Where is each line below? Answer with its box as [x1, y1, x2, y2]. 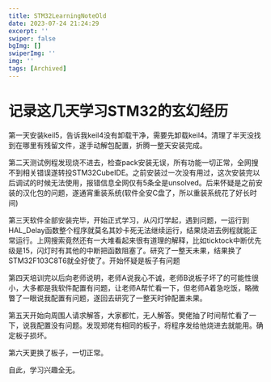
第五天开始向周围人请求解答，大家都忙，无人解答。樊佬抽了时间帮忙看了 [8, 310, 249, 320]
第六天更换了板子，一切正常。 [8, 347, 108, 357]
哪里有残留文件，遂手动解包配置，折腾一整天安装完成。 [22, 140, 207, 150]
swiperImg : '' [8, 49, 57, 57]
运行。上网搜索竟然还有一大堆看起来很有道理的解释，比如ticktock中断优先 [15, 236, 262, 245]
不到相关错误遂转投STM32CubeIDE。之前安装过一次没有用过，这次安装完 [8, 168, 253, 177]
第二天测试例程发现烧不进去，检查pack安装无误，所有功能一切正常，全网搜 [8, 157, 259, 167]
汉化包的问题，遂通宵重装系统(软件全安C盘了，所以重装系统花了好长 [22, 188, 251, 197]
